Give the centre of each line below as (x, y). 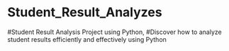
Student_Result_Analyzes (85, 12)
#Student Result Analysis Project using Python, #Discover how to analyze (114, 32)
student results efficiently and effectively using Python (87, 39)
